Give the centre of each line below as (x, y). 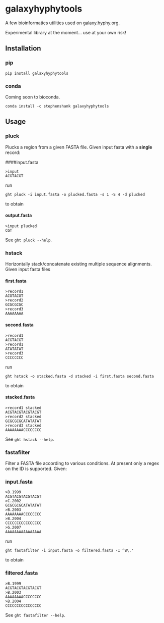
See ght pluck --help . (28, 240)
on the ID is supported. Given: (36, 469)
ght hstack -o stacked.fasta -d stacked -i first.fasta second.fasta (80, 376)
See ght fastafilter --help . (35, 615)
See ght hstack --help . (30, 439)
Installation (23, 48)
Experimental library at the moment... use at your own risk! (66, 32)
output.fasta (19, 216)
